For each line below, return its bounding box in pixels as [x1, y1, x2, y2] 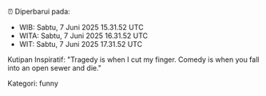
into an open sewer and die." [7, 63, 101, 72]
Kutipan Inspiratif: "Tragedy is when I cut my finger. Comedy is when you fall [7, 55, 260, 64]
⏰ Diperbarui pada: [7, 7, 71, 16]
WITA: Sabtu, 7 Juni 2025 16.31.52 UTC [18, 31, 149, 40]
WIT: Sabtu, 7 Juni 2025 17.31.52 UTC [18, 40, 143, 48]
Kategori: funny [7, 79, 59, 88]
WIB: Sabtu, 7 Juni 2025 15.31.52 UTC [18, 23, 145, 32]
